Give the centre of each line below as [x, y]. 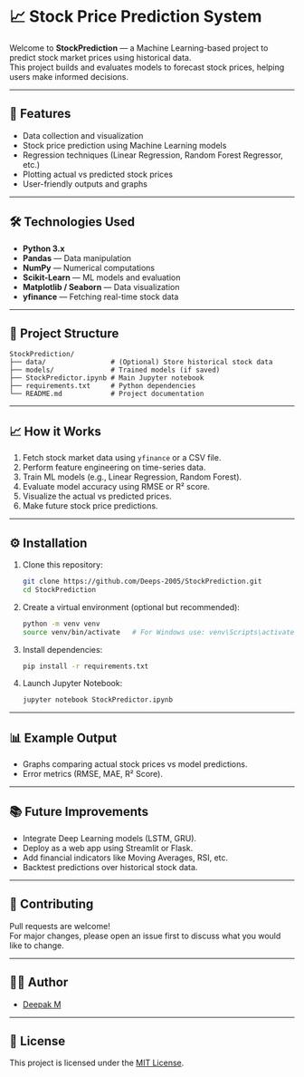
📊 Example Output [63, 737]
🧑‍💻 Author [39, 982]
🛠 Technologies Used [72, 222]
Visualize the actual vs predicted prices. [97, 496]
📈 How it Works [55, 431]
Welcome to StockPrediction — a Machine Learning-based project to [139, 48]
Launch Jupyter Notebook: [72, 684]
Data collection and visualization [83, 135]
